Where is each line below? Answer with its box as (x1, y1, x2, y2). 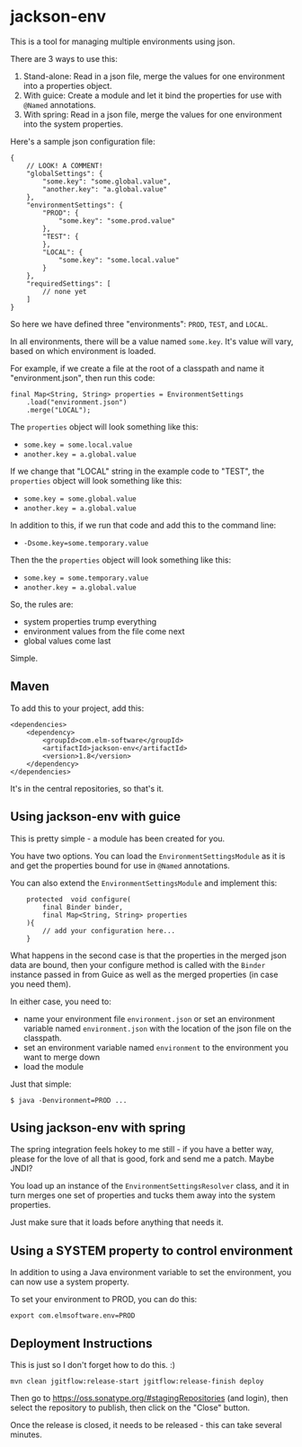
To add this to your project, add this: (10, 703, 145, 714)
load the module (22, 1061, 84, 1071)
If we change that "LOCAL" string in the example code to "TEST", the (10, 466, 264, 476)
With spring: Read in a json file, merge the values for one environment (22, 109, 282, 120)
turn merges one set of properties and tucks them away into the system (10, 1190, 276, 1201)
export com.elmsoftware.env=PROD (10, 1311, 136, 1320)
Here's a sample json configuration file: (10, 136, 155, 146)
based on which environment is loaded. (10, 345, 156, 356)
